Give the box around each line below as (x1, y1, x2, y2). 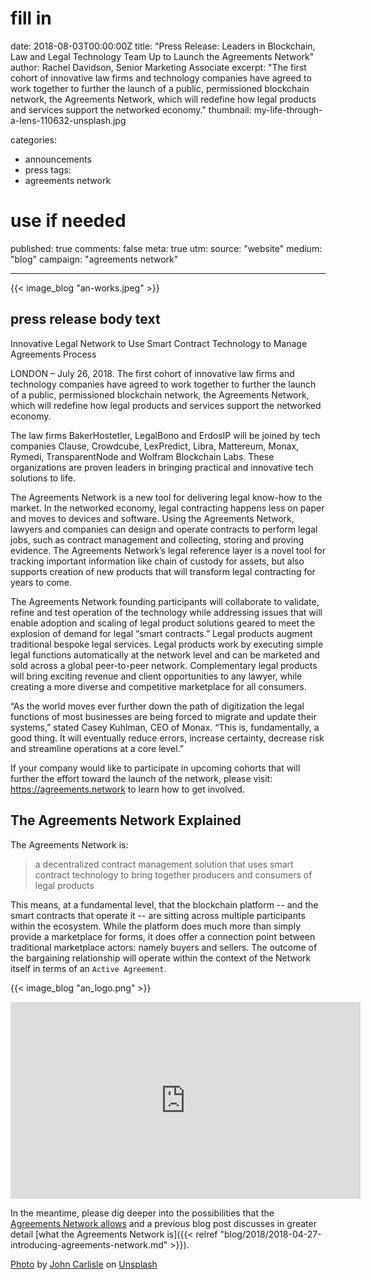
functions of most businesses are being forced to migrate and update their (10, 710, 317, 722)
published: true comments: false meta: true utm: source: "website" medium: (10, 242, 323, 254)
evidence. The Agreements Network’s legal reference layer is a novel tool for (10, 544, 326, 556)
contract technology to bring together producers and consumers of (34, 868, 313, 881)
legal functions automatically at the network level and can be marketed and (10, 648, 320, 661)
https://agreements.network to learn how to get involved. (10, 783, 245, 795)
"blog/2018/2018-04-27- (219, 1228, 322, 1240)
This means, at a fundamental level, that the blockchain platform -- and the (10, 898, 319, 911)
